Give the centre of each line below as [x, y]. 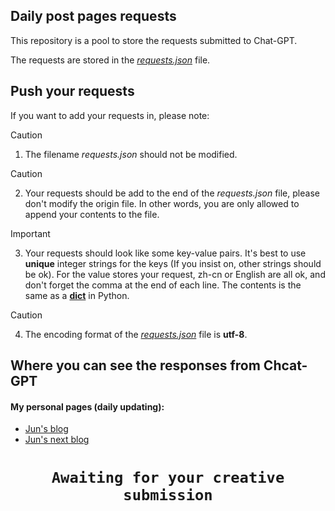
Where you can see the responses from [135, 365]
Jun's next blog [57, 440]
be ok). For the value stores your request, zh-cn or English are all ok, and [175, 274]
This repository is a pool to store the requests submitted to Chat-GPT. [154, 40]
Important [30, 233]
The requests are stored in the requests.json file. [110, 60]
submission [168, 495]
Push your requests [72, 91]
